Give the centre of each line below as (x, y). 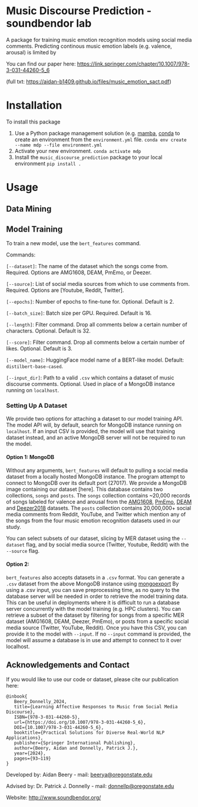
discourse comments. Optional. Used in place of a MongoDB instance (90, 384)
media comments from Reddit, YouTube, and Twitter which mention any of (96, 514)
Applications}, (25, 738)
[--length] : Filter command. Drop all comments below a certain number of (97, 325)
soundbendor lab (49, 23)
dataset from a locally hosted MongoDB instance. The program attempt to (96, 476)
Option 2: (18, 564)
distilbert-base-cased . (35, 366)
